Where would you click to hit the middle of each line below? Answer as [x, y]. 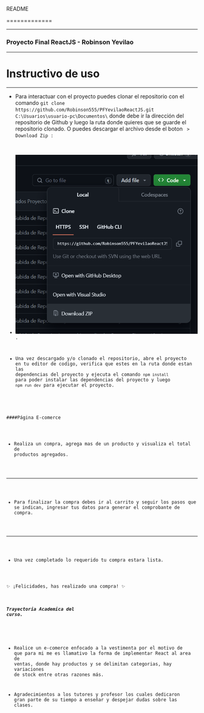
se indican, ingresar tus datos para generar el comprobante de [97, 507]
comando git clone [40, 103]
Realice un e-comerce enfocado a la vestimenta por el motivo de [99, 648]
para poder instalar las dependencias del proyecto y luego [93, 380]
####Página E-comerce [34, 418]
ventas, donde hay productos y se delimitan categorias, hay [93, 664]
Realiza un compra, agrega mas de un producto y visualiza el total [103, 444]
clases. [24, 705]
